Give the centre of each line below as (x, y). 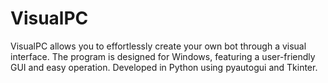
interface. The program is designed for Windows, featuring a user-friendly (163, 56)
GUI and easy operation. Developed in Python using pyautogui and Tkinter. (164, 67)
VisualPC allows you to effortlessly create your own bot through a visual (158, 46)
